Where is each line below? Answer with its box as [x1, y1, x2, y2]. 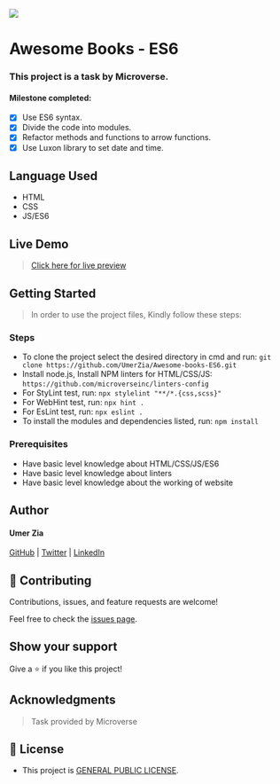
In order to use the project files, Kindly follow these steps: [30, 310, 242, 319]
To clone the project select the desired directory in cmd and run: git [21, 351, 272, 363]
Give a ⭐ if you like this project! [9, 663, 122, 674]
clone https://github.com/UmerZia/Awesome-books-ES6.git [21, 361, 237, 370]
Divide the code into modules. [21, 122, 132, 133]
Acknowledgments [9, 693, 117, 708]
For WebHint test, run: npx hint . [21, 397, 144, 408]
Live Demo [9, 236, 69, 252]
